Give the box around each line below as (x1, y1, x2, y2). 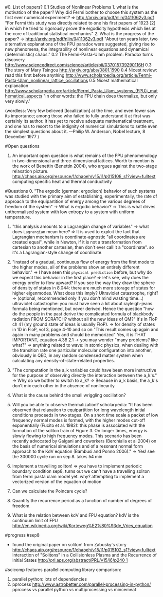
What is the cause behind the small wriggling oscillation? (12, 392, 126, 398)
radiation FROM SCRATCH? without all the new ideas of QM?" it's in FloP (12, 316, 158, 322)
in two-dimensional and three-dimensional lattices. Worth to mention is (12, 158, 155, 163)
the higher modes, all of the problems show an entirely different (12, 264, 140, 270)
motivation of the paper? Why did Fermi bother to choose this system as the (5, 9, 157, 15)
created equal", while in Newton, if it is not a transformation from (12, 239, 142, 245)
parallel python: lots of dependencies (12, 576, 87, 582)
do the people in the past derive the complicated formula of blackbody (12, 311, 154, 317)
